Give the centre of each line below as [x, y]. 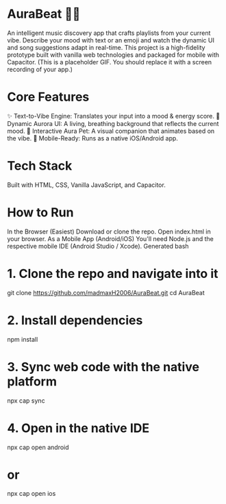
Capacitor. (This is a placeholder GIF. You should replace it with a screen [110, 62]
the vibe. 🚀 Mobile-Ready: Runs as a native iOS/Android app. [92, 138]
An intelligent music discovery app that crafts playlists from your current [109, 33]
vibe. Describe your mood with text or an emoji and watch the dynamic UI [111, 40]
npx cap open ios [32, 494]
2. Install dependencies [75, 320]
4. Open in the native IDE [78, 428]
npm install [23, 339]
